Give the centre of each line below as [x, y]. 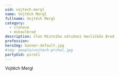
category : [15, 23]
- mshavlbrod [23, 32]
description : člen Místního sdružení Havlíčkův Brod [60, 37]
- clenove [19, 28]
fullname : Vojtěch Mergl [30, 18]
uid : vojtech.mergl [25, 9]
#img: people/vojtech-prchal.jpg [39, 50]
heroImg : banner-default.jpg [35, 46]
